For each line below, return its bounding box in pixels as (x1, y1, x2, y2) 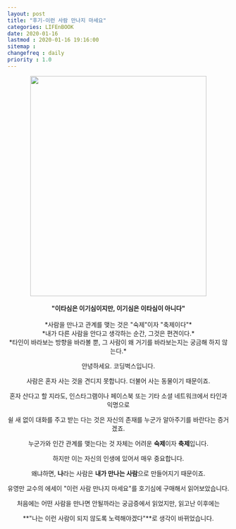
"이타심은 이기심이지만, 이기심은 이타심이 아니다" (51, 304, 185, 312)
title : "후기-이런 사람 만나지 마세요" (7, 17, 107, 24)
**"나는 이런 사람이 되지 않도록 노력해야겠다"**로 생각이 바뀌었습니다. (23, 514, 214, 522)
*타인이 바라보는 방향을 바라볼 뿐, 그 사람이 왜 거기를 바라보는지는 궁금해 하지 (8, 337, 221, 346)
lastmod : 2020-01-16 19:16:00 (7, 37, 99, 44)
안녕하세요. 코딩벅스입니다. (81, 361, 156, 370)
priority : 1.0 (7, 56, 52, 63)
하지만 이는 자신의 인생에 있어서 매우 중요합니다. (52, 454, 185, 462)
